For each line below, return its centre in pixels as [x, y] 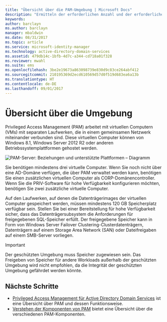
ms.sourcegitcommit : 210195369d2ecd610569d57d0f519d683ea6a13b [72, 75]
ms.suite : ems [20, 65]
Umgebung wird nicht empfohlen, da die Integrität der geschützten [74, 265]
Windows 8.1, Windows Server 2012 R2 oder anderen [59, 143]
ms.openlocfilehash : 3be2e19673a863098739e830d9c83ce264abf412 [72, 70]
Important [15, 245]
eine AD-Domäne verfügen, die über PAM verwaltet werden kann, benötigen [83, 173]
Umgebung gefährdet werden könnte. [44, 271]
